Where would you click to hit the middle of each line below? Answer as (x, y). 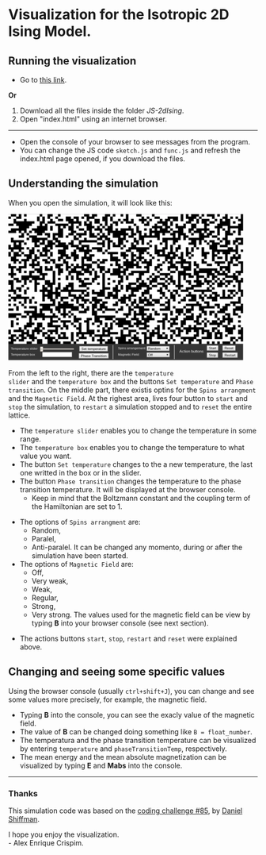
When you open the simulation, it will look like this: (90, 202)
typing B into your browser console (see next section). (120, 623)
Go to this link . (43, 80)
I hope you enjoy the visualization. (64, 834)
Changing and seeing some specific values (117, 672)
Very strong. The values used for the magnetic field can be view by (141, 614)
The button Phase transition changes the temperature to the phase (130, 481)
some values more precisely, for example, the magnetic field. (108, 699)
